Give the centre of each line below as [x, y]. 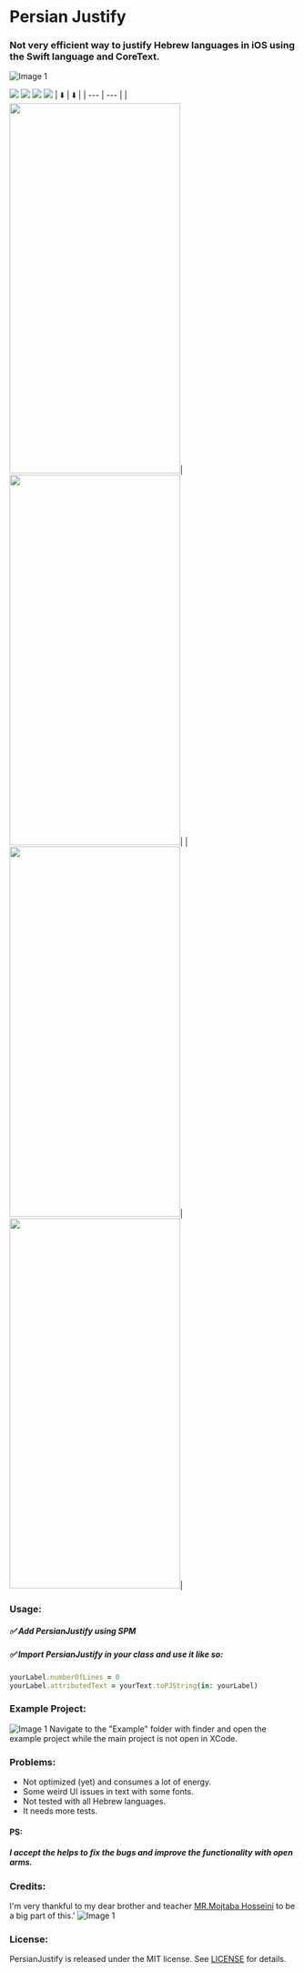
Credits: [28, 1886]
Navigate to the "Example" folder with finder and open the [158, 1729]
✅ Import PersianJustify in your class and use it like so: [117, 1654]
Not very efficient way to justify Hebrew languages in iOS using [152, 46]
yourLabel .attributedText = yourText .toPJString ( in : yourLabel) [134, 1686]
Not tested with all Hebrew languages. [94, 1802]
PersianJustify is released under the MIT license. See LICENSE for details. [148, 1959]
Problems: [33, 1762]
